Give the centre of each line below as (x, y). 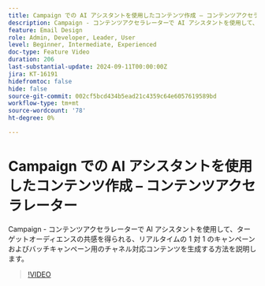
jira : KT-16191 (33, 74)
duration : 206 (32, 60)
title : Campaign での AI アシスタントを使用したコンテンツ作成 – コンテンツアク (128, 15)
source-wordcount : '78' (47, 111)
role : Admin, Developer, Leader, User (72, 37)
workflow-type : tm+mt (44, 103)
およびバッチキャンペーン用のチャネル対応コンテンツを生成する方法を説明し (132, 248)
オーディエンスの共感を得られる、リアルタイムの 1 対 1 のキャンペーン (142, 239)
